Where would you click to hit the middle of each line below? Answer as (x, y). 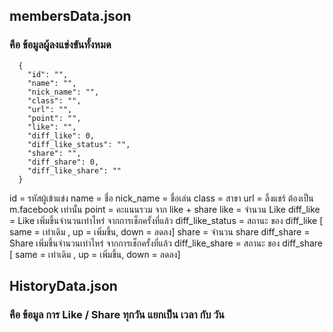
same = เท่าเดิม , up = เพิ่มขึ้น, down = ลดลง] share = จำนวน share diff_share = (160, 231)
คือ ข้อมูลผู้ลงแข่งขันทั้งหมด (60, 45)
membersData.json (70, 16)
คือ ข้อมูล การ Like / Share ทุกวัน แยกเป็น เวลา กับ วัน (117, 314)
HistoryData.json (63, 286)
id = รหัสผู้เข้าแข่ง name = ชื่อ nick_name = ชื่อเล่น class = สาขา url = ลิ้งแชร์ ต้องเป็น (161, 198)
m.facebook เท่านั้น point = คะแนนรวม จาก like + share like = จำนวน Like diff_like (165, 209)
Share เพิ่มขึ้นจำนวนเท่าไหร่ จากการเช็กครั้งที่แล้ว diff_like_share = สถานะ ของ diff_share (166, 243)
